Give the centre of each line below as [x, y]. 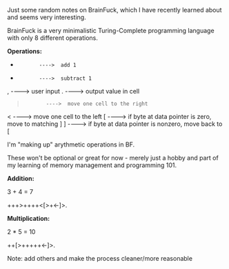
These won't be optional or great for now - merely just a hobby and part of [113, 158]
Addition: [21, 179]
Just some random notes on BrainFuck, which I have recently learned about [114, 10]
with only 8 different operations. [53, 38]
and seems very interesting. [47, 17]
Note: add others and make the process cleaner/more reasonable [100, 258]
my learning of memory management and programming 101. [92, 165]
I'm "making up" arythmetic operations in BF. [71, 144]
